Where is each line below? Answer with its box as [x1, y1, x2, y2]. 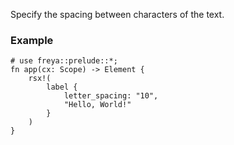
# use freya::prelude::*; [10, 56, 118, 66]
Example [10, 33, 54, 47]
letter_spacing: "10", [63, 91, 159, 101]
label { [46, 82, 78, 93]
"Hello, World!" [63, 100, 132, 110]
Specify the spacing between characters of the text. [10, 9, 225, 20]
